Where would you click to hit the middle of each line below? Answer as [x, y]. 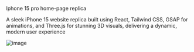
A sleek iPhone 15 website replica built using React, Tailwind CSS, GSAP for [97, 19]
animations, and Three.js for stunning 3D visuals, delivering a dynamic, [92, 26]
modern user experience [36, 32]
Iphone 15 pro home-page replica [46, 8]
